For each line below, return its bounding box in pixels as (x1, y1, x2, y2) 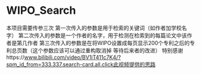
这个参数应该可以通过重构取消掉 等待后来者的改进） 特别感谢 (32, 46, 184, 54)
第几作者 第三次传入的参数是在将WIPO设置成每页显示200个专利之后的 (16, 39, 190, 46)
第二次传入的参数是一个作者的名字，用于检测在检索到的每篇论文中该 (17, 31, 187, 39)
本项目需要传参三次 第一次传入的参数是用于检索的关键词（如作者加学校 (6, 24, 182, 31)
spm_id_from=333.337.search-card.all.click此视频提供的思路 (6, 61, 156, 68)
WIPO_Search (6, 4, 76, 17)
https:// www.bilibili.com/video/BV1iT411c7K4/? (6, 54, 122, 61)
